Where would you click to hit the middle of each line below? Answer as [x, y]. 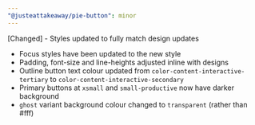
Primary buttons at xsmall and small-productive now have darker [127, 88]
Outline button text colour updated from [84, 70]
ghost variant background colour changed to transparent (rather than [133, 104]
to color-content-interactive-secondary [117, 79]
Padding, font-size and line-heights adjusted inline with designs [124, 62]
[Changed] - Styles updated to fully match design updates [103, 38]
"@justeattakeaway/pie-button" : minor [72, 16]
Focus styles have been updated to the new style [100, 53]
